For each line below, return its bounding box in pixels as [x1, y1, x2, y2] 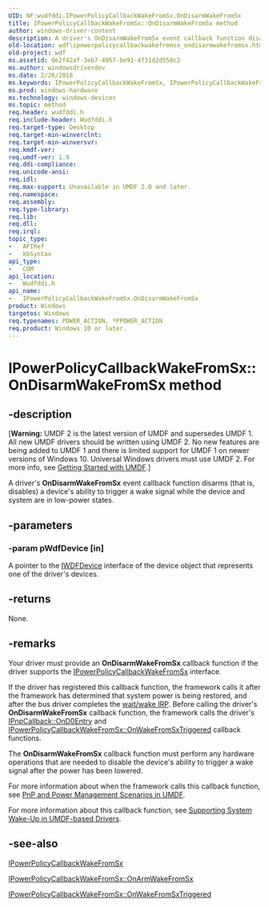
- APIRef [8, 243, 45, 251]
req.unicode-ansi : [8, 168, 70, 176]
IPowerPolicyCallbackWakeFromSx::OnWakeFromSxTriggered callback [8, 724, 242, 734]
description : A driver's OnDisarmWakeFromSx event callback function [8, 34, 246, 42]
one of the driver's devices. [8, 569, 99, 579]
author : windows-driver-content [8, 26, 116, 34]
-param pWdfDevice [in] [8, 542, 104, 553]
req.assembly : [8, 198, 56, 206]
